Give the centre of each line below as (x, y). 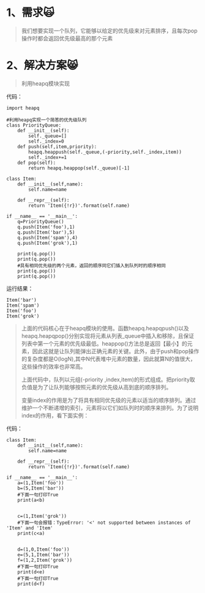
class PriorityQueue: (34, 125)
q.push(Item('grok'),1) (48, 243)
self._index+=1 (48, 157)
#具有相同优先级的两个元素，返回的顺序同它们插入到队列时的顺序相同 (92, 266)
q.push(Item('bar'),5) (46, 232)
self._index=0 (46, 141)
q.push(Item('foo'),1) (46, 227)
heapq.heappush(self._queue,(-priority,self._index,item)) (105, 152)
